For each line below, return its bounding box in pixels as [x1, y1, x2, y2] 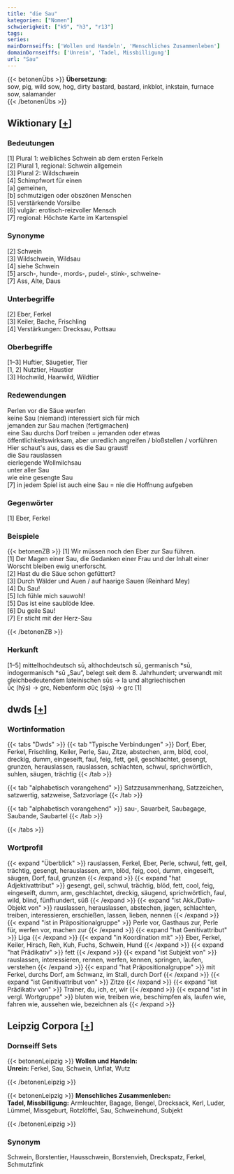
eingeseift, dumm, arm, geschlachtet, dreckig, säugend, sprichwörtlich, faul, [7, 888, 227, 897]
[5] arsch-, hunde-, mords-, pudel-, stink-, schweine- [7, 269, 161, 277]
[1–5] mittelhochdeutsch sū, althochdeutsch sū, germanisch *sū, [7, 661, 193, 669]
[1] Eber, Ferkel [7, 514, 50, 522]
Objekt [7, 903, 27, 912]
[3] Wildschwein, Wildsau [7, 254, 81, 263]
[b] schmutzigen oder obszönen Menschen [7, 191, 131, 200]
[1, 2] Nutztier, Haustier [7, 365, 74, 374]
